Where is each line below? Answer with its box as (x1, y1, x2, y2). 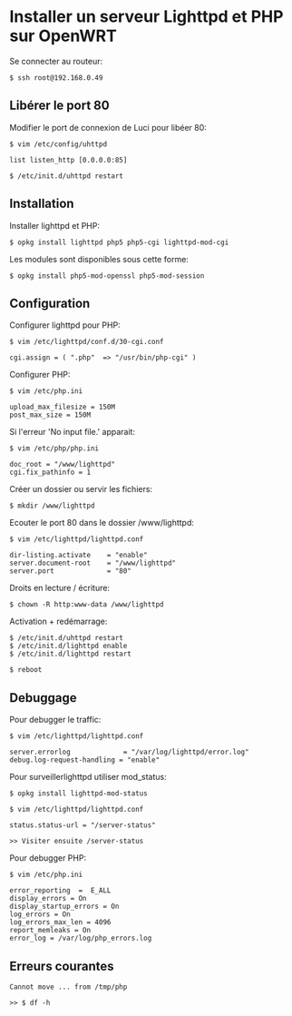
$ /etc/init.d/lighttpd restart (9, 649, 131, 659)
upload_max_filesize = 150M (9, 402, 116, 412)
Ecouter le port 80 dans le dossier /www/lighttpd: (9, 518, 195, 528)
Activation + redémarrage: (9, 616, 108, 627)
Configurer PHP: (9, 370, 71, 380)
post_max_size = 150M (9, 410, 92, 419)
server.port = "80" (9, 567, 131, 576)
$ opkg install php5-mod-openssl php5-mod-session (9, 271, 205, 281)
